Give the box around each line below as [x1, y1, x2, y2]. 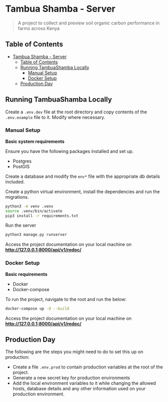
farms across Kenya [17, 25, 60, 31]
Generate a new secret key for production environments [12, 375, 130, 381]
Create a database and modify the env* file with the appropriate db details [5, 173, 160, 179]
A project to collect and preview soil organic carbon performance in [17, 20, 160, 26]
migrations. [5, 194, 29, 200]
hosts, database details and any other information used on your [12, 386, 146, 392]
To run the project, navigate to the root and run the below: [5, 296, 127, 302]
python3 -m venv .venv [5, 204, 53, 209]
